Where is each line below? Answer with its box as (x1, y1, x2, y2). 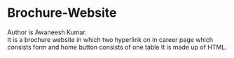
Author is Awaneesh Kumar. (7, 28, 88, 36)
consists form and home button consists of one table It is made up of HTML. (7, 43, 228, 51)
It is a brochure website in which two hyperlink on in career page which (7, 35, 214, 43)
